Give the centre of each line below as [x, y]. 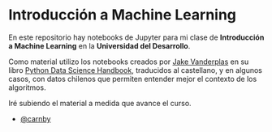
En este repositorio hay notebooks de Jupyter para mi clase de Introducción [136, 37]
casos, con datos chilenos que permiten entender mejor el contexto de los [133, 79]
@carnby [35, 118]
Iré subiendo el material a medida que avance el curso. [100, 103]
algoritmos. [27, 87]
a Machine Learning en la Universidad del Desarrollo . [99, 45]
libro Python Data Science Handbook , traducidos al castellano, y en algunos [135, 70]
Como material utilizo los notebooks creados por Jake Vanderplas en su [129, 62]
